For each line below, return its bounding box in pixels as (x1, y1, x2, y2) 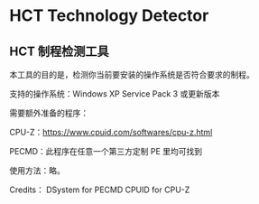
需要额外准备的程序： (9, 107, 88, 118)
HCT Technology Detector (9, 5, 209, 26)
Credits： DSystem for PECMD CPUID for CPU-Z (9, 184, 190, 195)
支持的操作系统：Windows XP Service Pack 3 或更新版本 (9, 88, 220, 99)
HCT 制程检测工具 (9, 43, 110, 59)
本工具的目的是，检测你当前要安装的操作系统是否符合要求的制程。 (9, 70, 254, 79)
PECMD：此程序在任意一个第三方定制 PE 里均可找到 (9, 146, 203, 156)
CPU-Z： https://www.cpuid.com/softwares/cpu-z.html (9, 127, 213, 137)
